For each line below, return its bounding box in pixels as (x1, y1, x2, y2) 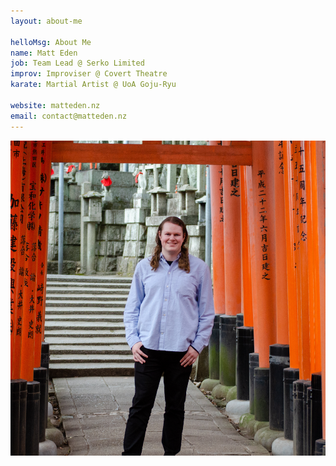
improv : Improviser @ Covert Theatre (10, 69, 168, 79)
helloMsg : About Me (10, 37, 92, 47)
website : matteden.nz (10, 100, 101, 110)
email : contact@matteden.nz (10, 111, 128, 121)
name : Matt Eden (10, 48, 78, 58)
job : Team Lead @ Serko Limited (10, 58, 145, 69)
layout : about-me (10, 16, 83, 26)
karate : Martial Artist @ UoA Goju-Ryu (10, 80, 177, 90)
